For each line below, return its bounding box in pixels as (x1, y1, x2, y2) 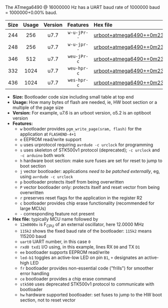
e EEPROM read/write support (19, 136, 81, 142)
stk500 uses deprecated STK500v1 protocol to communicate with (19, 281, 154, 287)
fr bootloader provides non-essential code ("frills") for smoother (19, 265, 154, 271)
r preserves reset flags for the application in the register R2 (19, 195, 142, 200)
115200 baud (19, 233, 46, 239)
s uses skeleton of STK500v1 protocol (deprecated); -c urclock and (19, 147, 160, 153)
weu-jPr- (67, 53, 88, 59)
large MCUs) (19, 205, 46, 211)
